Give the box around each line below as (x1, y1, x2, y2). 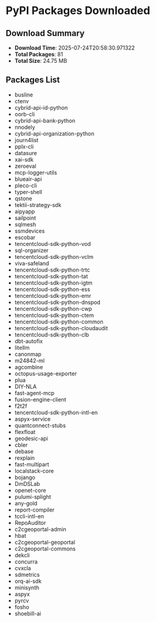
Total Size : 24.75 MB (14, 57, 68, 64)
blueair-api (14, 175, 42, 183)
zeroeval (14, 162, 37, 170)
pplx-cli (14, 143, 34, 150)
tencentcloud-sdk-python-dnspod (14, 298, 101, 306)
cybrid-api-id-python (14, 104, 68, 111)
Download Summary (5, 28, 85, 38)
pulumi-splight (14, 493, 51, 501)
